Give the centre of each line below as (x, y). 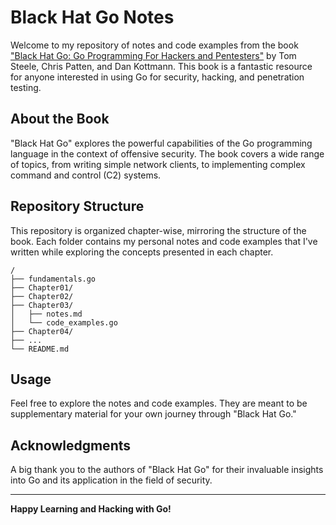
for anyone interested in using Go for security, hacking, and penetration (157, 77)
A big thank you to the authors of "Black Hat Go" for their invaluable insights (167, 470)
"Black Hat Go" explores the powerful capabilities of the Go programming (161, 143)
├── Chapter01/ (42, 287)
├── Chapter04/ (42, 331)
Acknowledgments (71, 445)
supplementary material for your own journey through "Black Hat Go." (153, 414)
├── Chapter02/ (42, 296)
